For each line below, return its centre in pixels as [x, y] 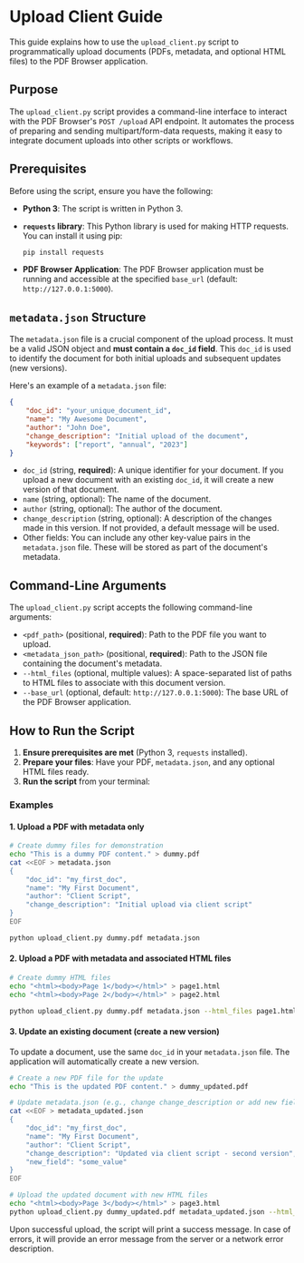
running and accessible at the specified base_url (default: [130, 279]
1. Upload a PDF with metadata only [77, 827]
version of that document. [71, 490]
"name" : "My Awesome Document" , [86, 419]
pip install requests [63, 252]
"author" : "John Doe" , [68, 427]
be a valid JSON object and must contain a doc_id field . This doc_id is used [150, 349]
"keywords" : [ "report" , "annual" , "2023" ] [107, 445]
